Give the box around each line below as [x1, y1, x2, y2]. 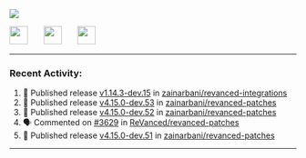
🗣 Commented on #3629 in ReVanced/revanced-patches [22, 117, 240, 128]
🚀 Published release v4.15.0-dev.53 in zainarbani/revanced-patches [22, 97, 277, 108]
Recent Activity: [9, 66, 83, 79]
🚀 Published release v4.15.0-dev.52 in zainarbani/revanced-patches [22, 107, 277, 118]
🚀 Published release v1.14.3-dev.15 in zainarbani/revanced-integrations [22, 87, 288, 99]
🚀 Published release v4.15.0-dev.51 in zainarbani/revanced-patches [22, 130, 275, 141]
